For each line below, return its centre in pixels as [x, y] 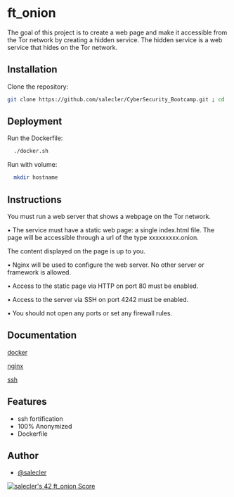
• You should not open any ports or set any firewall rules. [90, 313]
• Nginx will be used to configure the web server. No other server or [106, 265]
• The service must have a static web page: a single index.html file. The [111, 230]
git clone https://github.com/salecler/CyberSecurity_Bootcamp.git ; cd [116, 99]
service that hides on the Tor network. [63, 47]
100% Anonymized [45, 426]
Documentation [42, 335]
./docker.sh [31, 151]
